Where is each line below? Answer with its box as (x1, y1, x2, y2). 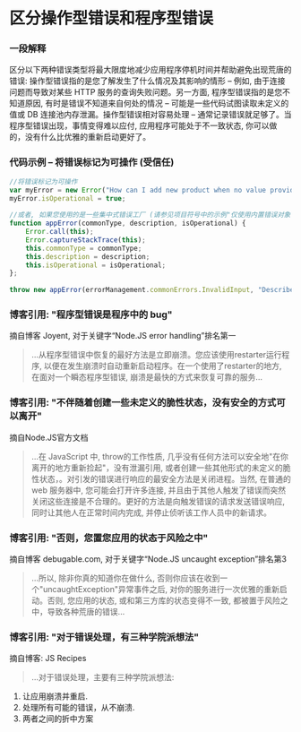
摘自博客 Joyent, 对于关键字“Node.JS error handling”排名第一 (9, 331, 236, 341)
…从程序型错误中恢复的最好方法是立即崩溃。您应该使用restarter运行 (30, 349, 282, 360)
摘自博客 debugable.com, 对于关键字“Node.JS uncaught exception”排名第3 (9, 553, 287, 564)
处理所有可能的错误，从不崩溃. (21, 702, 135, 713)
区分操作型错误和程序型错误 (9, 8, 214, 29)
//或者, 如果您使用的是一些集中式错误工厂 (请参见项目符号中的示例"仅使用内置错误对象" (9, 211, 296, 220)
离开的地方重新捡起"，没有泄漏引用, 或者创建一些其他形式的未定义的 (30, 462, 284, 473)
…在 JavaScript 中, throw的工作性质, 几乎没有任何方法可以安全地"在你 (30, 451, 288, 461)
